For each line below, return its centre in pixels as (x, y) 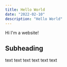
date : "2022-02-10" (25, 14)
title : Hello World (25, 10)
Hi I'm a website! (22, 33)
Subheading (24, 48)
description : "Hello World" (34, 19)
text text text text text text (31, 60)
